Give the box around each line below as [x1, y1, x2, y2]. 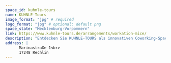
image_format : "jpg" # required [5, 17, 74, 22]
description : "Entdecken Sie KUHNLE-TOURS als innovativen [5, 36, 133, 41]
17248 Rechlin [18, 50, 49, 55]
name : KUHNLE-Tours [5, 12, 47, 17]
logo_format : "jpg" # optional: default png [5, 21, 101, 27]
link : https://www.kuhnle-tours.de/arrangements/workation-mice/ [5, 31, 147, 36]
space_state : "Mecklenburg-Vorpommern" [5, 26, 90, 31]
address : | [5, 41, 28, 46]
